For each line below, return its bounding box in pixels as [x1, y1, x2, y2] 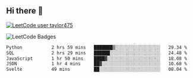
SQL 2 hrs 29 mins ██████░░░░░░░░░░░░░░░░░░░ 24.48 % [6, 50, 187, 56]
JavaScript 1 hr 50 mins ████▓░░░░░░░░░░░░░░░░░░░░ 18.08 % [6, 56, 187, 61]
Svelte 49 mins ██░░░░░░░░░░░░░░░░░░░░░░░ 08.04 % [6, 66, 187, 73]
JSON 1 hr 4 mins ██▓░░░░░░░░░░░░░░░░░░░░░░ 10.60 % [6, 61, 187, 67]
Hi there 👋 [6, 6, 43, 16]
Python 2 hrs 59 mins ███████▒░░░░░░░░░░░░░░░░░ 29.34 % [6, 44, 187, 50]
